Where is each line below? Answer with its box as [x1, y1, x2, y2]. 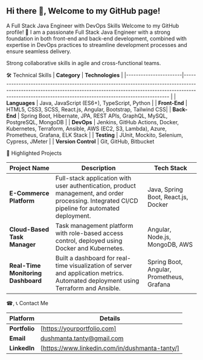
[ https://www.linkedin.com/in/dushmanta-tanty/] [40, 344, 180, 352]
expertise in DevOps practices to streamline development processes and [6, 41, 187, 48]
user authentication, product [55, 182, 136, 190]
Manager [9, 240, 36, 248]
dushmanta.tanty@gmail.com [40, 334, 124, 343]
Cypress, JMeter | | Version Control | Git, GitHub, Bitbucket [6, 137, 155, 145]
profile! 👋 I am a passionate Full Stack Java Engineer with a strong [6, 28, 170, 36]
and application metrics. [55, 269, 124, 277]
